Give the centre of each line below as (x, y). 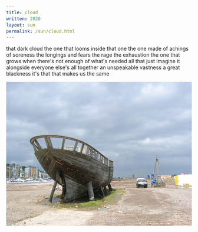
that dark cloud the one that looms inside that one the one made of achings (98, 49)
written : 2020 (24, 19)
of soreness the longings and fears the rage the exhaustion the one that (93, 55)
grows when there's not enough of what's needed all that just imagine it (93, 61)
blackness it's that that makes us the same (58, 74)
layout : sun (21, 25)
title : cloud (22, 12)
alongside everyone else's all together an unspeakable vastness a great (93, 67)
